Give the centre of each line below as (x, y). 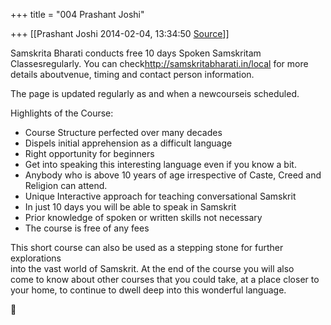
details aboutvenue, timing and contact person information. (132, 74)
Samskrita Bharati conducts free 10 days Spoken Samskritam (136, 53)
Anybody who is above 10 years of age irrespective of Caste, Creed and (173, 175)
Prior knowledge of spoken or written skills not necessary (143, 217)
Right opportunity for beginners (89, 153)
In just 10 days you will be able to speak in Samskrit (130, 207)
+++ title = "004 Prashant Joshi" (77, 14)
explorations (36, 258)
